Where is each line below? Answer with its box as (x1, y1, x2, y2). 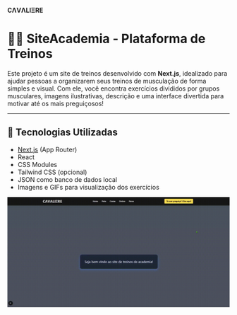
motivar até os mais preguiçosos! (7, 99, 104, 108)
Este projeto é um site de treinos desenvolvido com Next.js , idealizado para (7, 69, 228, 77)
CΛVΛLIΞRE (7, 6, 44, 14)
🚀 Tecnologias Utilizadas (7, 127, 118, 139)
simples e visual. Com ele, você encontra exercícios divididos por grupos (7, 84, 220, 93)
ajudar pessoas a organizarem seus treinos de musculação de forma (7, 76, 207, 85)
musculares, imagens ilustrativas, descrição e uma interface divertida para (7, 91, 224, 100)
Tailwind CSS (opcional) (17, 168, 87, 176)
